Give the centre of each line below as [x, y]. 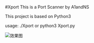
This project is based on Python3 [38, 16]
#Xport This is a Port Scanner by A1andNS [47, 7]
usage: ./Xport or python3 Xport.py [40, 26]
